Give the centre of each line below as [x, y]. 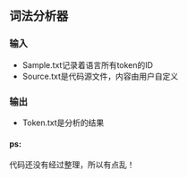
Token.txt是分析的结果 [63, 123]
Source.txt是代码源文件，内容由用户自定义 [100, 76]
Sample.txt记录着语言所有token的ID [88, 64]
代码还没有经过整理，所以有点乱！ [72, 165]
